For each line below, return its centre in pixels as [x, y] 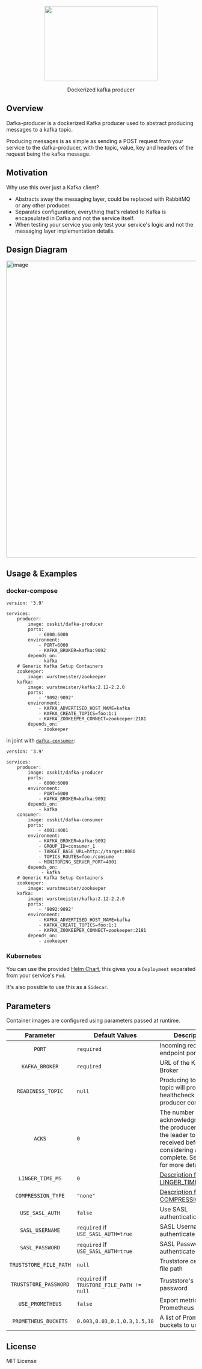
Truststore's [176, 1281]
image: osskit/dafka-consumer [66, 820]
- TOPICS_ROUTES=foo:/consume [76, 857]
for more [172, 1165]
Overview [25, 109]
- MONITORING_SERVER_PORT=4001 [78, 862]
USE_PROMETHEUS [40, 1304]
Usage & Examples [42, 573]
